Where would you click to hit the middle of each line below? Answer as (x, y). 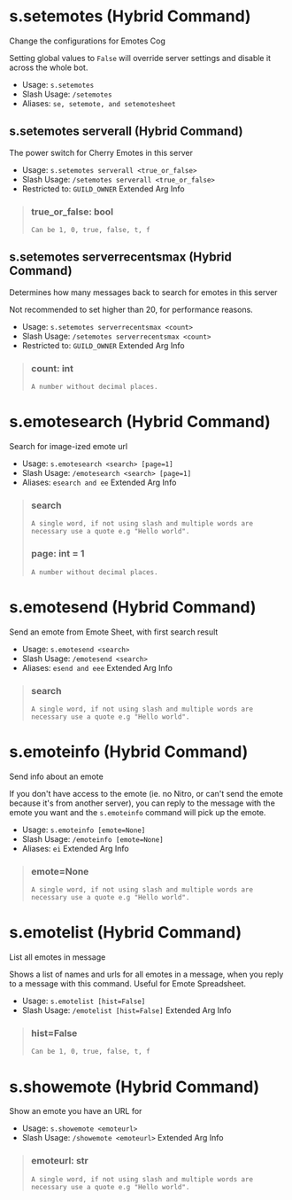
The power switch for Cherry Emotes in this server (101, 152)
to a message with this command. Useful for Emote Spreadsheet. (127, 984)
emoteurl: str (59, 1161)
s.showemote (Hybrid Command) (134, 1087)
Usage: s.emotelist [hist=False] (84, 1001)
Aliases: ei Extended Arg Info (76, 848)
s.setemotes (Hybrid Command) (130, 16)
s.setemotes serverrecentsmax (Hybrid (121, 257)
